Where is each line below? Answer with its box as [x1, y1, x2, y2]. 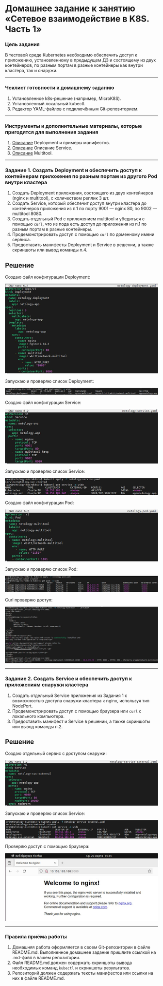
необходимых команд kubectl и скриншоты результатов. [12, 965, 130, 971]
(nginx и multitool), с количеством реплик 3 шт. [12, 195, 110, 201]
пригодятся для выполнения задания [5, 129, 98, 135]
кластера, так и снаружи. [5, 68, 58, 74]
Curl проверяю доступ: [5, 597, 53, 602]
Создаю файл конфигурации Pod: [5, 500, 74, 506]
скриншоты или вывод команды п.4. [12, 247, 88, 253]
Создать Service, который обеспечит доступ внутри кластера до [12, 200, 147, 206]
